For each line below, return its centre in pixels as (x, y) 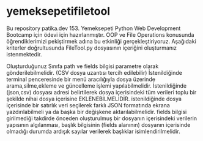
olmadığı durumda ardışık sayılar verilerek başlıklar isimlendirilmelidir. (93, 131)
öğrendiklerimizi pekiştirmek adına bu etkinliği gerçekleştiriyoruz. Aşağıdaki (102, 41)
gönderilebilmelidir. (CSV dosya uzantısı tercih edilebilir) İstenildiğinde (94, 72)
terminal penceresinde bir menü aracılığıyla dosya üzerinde (81, 79)
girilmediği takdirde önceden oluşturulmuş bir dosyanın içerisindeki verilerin (102, 118)
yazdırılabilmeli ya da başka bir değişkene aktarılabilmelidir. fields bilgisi (97, 112)
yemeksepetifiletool (58, 11)
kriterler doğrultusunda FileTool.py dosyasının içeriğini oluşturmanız (92, 48)
